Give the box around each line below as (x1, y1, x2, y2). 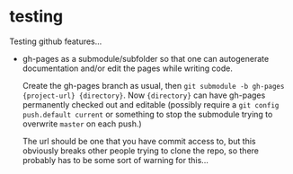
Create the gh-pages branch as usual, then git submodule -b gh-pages (22, 80, 285, 91)
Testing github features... (9, 36, 102, 47)
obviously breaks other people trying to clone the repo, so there (22, 145, 259, 156)
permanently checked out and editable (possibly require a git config (22, 99, 280, 109)
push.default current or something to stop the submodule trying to (22, 109, 273, 119)
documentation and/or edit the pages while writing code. (22, 63, 234, 74)
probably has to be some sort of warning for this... (22, 154, 209, 165)
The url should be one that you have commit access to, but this (22, 135, 256, 146)
